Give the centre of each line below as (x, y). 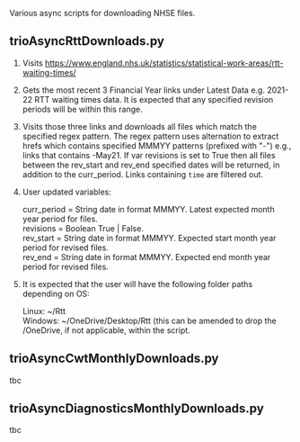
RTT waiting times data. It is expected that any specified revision (154, 99)
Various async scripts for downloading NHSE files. (102, 13)
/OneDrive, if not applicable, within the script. (106, 330)
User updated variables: (67, 192)
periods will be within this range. (82, 109)
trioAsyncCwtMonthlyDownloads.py (114, 359)
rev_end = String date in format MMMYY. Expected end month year (146, 257)
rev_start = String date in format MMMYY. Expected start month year (149, 238)
